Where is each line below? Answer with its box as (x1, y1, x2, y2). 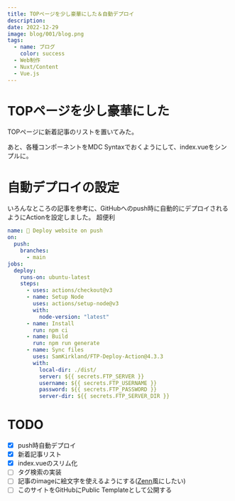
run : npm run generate (33, 339, 100, 347)
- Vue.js (13, 70, 40, 77)
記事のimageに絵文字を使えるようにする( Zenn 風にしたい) (17, 477, 186, 485)
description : (7, 17, 46, 24)
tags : (7, 37, 23, 44)
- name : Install (26, 320, 75, 327)
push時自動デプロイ (17, 441, 77, 450)
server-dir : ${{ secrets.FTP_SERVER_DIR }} (38, 393, 170, 400)
